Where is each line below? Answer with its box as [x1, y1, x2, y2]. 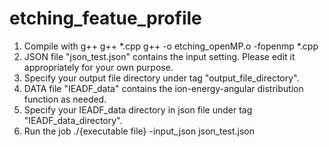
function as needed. [23, 93, 107, 105]
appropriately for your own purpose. [23, 61, 174, 73]
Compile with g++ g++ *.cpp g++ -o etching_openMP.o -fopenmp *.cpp [23, 40, 319, 52]
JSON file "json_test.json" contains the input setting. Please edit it [23, 50, 296, 62]
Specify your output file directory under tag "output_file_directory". [23, 72, 300, 84]
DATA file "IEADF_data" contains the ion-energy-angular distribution [23, 82, 304, 94]
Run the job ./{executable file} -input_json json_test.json [23, 125, 256, 137]
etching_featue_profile [9, 7, 202, 30]
